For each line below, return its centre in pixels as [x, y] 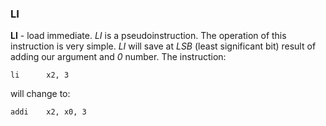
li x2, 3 [40, 75]
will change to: [40, 94]
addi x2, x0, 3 [48, 112]
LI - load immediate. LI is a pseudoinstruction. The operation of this [148, 36]
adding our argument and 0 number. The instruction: [118, 57]
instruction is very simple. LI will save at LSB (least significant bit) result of [163, 46]
